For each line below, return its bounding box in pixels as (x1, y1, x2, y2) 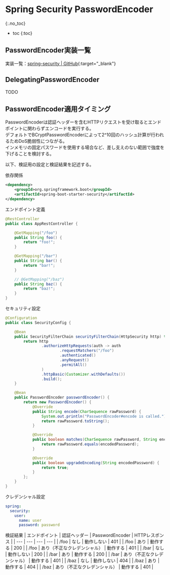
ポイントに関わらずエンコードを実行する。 (5, 126, 94, 132)
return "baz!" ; (23, 286, 56, 292)
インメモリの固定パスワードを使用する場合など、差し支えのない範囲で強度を (5, 144, 164, 150)
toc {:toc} (12, 30, 33, 36)
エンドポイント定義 (5, 206, 46, 212)
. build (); (41, 376, 62, 382)
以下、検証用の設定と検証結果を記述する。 (5, 161, 94, 168)
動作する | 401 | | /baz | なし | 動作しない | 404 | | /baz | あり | (31, 558, 160, 564)
